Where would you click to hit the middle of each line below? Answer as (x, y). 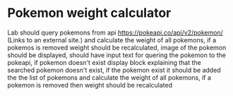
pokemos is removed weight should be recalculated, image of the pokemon (117, 47)
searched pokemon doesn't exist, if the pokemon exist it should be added (114, 70)
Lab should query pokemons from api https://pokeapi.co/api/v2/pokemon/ (115, 32)
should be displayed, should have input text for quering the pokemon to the (116, 55)
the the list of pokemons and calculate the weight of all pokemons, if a (109, 77)
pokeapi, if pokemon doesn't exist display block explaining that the (104, 62)
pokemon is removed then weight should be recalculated (90, 85)
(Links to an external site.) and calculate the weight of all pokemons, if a (112, 40)
